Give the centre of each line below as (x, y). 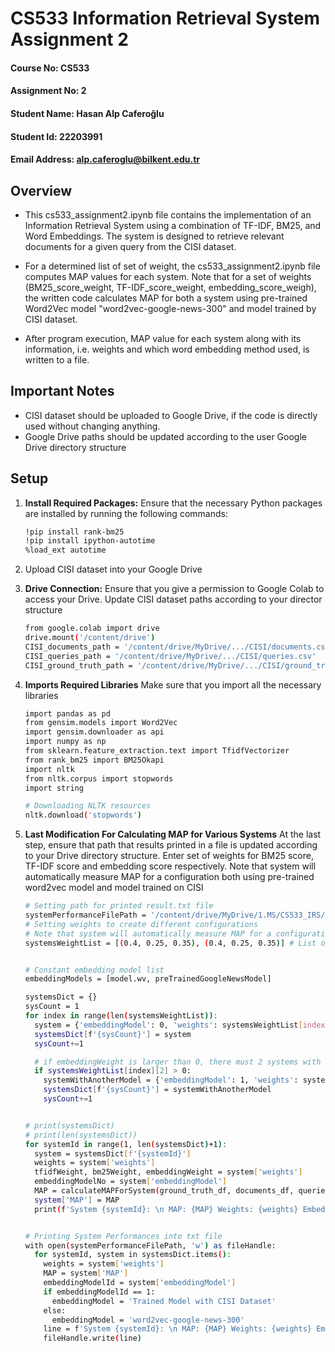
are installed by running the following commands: (126, 513)
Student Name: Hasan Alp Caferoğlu (87, 113)
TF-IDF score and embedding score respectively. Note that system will (170, 866)
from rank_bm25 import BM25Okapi (94, 760)
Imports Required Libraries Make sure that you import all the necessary (173, 684)
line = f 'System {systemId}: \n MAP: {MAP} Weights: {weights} (177, 1329)
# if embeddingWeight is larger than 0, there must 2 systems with (178, 1062)
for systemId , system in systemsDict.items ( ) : (133, 1255)
